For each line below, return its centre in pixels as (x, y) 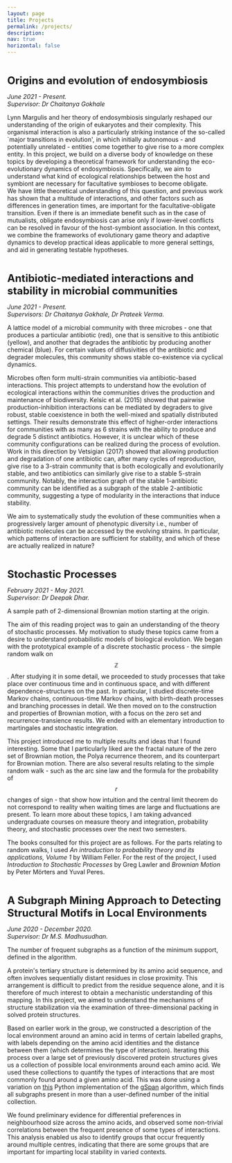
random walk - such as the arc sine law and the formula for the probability (113, 770)
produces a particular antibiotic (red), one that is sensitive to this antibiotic (113, 335)
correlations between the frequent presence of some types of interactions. (114, 1130)
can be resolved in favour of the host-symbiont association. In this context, (114, 228)
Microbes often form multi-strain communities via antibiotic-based (102, 378)
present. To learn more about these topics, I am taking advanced (99, 814)
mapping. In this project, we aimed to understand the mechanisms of (105, 1000)
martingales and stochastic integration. (63, 728)
